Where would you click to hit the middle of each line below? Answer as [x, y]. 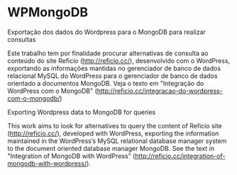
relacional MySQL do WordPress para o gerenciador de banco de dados [112, 76]
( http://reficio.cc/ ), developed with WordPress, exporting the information [113, 133]
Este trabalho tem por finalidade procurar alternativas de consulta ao [108, 53]
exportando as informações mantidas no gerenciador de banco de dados [114, 68]
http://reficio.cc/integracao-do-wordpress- [160, 91]
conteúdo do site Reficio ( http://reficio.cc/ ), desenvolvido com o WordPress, [119, 60]
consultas [22, 39]
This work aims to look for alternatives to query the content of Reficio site [115, 125]
